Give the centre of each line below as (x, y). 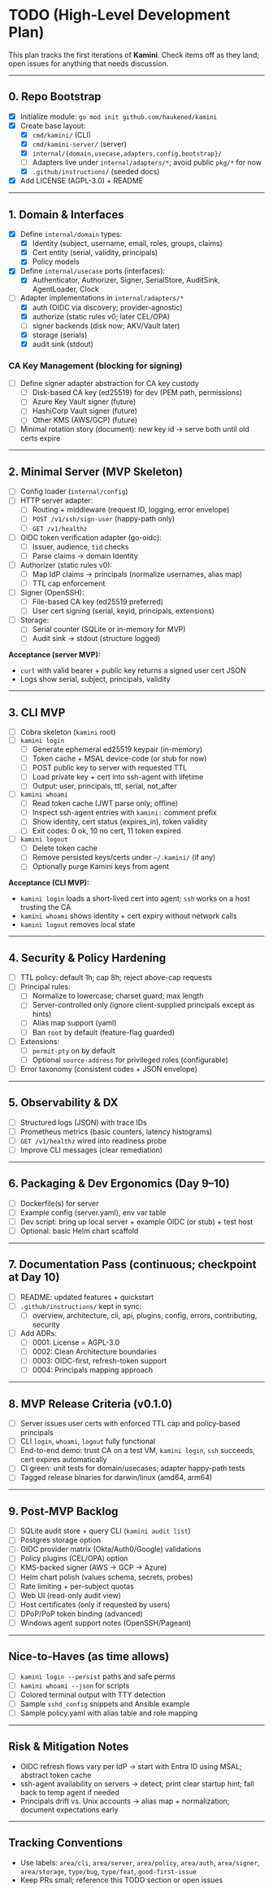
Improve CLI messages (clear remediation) (91, 1149)
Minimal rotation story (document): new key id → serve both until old (135, 429)
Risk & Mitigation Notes (69, 1747)
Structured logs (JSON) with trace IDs (84, 1122)
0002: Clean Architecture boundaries (94, 1352)
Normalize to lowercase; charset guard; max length (118, 996)
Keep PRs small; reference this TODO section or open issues (121, 1880)
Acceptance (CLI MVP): (49, 883)
